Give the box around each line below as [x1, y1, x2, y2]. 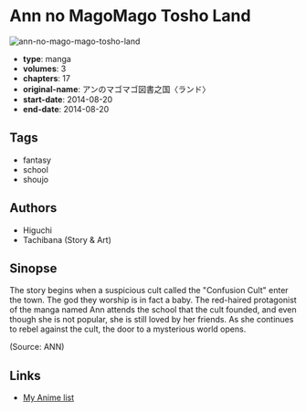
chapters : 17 [22, 72, 71, 83]
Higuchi [22, 225, 53, 236]
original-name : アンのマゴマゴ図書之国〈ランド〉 [22, 83, 211, 94]
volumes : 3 [22, 63, 67, 74]
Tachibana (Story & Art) [22, 234, 111, 245]
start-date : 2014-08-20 [22, 93, 113, 105]
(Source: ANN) [9, 342, 65, 353]
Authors [9, 200, 58, 216]
